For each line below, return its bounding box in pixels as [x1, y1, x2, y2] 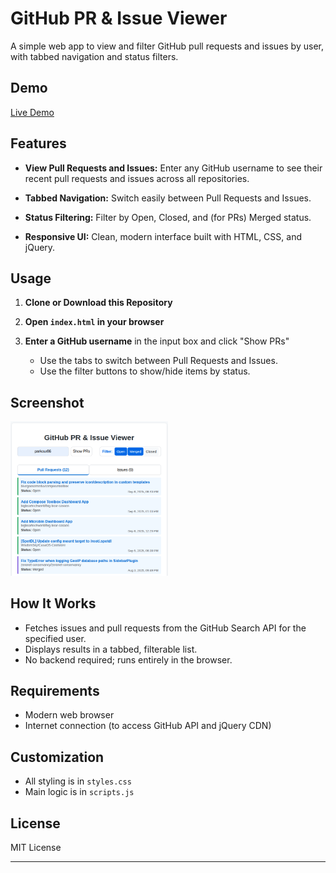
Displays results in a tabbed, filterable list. [24, 643, 198, 655]
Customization [10, 748, 105, 766]
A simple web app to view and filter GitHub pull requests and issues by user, [10, 40, 324, 52]
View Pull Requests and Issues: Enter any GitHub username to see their [24, 162, 323, 174]
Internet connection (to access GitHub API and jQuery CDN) [24, 720, 272, 732]
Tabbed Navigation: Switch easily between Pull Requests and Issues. [24, 192, 312, 204]
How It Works [10, 595, 97, 612]
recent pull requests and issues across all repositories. [24, 172, 250, 184]
